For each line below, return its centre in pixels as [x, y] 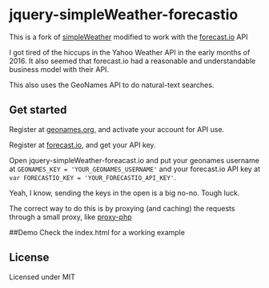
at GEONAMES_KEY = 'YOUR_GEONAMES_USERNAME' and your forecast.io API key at [135, 169]
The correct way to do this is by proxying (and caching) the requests [122, 208]
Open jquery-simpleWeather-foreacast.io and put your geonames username [134, 160]
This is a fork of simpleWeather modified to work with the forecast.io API [128, 37]
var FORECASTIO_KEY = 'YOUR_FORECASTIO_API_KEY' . [93, 177]
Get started [38, 110]
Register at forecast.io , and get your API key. [82, 145]
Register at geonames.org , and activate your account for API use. [117, 129]
